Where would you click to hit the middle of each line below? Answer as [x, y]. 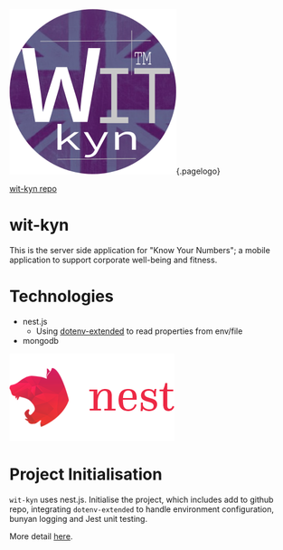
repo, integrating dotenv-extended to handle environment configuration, [141, 509]
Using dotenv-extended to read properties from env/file [139, 331]
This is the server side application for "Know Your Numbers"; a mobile [140, 250]
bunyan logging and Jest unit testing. [78, 518]
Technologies [62, 296]
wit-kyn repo [33, 189]
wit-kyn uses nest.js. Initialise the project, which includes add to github [141, 499]
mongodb [40, 340]
